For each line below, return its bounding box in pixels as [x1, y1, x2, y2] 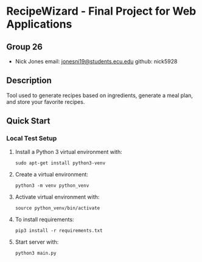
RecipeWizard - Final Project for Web [6, 4, 197, 18]
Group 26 [6, 42, 43, 52]
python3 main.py [15, 250, 57, 256]
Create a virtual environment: [15, 170, 88, 178]
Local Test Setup [6, 134, 57, 143]
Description [6, 75, 52, 86]
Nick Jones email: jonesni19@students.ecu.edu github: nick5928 [15, 58, 178, 65]
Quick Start [6, 116, 50, 126]
